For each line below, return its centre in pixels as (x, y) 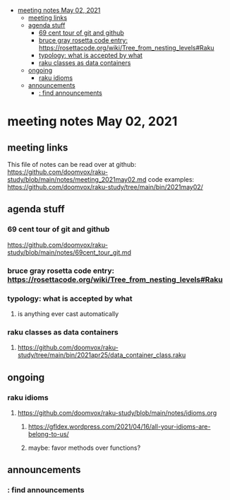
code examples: (171, 179)
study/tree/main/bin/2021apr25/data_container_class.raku (102, 355)
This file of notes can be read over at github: (72, 164)
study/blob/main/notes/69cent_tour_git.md (69, 252)
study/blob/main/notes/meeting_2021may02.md (77, 179)
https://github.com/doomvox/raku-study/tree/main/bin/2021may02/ (105, 187)
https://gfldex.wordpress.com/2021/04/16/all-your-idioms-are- (119, 426)
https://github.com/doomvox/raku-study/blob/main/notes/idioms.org (117, 412)
